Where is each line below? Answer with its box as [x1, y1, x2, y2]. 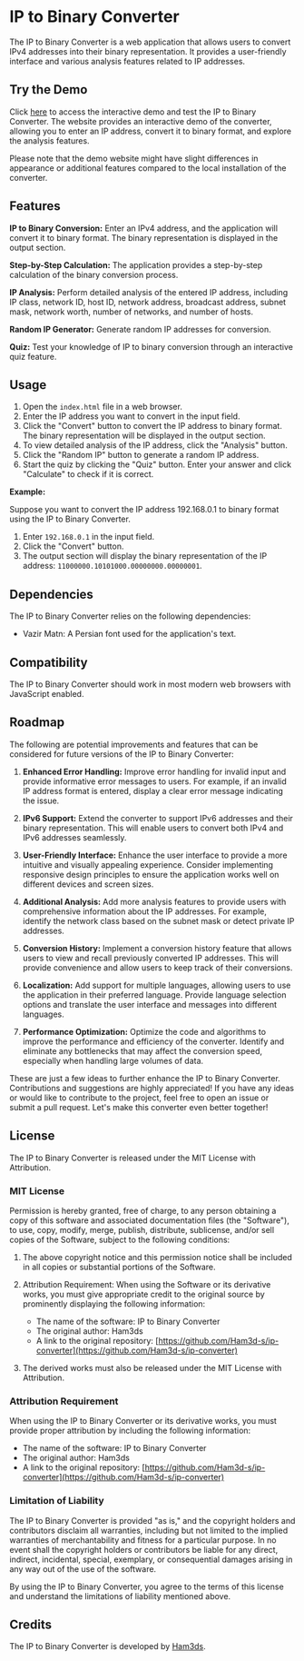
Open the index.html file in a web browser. [22, 402, 183, 413]
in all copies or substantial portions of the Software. [22, 1261, 216, 1272]
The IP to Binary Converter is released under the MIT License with [9, 1152, 256, 1163]
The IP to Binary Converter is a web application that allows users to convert [9, 36, 291, 47]
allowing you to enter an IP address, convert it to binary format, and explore [9, 125, 292, 136]
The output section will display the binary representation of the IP [22, 551, 268, 562]
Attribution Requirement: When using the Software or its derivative [22, 1278, 271, 1289]
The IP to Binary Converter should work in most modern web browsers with [9, 679, 291, 690]
